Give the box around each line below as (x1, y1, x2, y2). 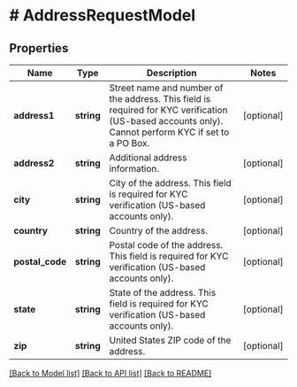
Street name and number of (109, 81, 224, 94)
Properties (9, 41, 69, 56)
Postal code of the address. (109, 239, 224, 251)
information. (109, 163, 160, 174)
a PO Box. (109, 137, 150, 149)
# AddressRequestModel (9, 5, 196, 26)
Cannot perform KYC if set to (109, 126, 230, 138)
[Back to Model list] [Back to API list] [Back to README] (9, 368, 212, 378)
